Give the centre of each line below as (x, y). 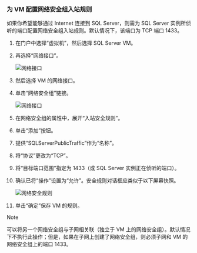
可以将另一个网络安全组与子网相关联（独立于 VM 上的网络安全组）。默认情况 (98, 229)
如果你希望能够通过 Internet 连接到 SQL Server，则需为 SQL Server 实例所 (96, 23)
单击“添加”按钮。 (36, 131)
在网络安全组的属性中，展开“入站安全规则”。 (69, 118)
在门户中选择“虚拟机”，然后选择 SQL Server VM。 (76, 43)
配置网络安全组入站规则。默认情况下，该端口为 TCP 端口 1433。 (105, 31)
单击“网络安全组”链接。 (44, 93)
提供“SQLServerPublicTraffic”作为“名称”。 (66, 143)
